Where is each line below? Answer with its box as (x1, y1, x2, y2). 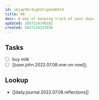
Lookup (5, 76, 29, 84)
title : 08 (5, 12, 25, 17)
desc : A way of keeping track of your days (5, 16, 95, 21)
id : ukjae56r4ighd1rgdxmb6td (5, 7, 64, 12)
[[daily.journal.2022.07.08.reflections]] (12, 89, 89, 95)
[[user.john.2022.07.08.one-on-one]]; (12, 62, 87, 67)
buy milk (12, 56, 30, 62)
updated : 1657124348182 (5, 20, 53, 26)
